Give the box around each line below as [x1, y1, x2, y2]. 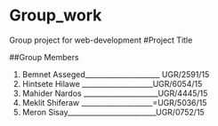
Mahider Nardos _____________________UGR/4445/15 [21, 88, 208, 98]
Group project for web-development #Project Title [9, 35, 193, 45]
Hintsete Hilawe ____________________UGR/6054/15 [21, 78, 203, 89]
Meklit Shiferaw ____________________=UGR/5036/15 [21, 97, 207, 107]
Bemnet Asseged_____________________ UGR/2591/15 [21, 68, 210, 80]
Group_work [9, 5, 102, 26]
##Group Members [9, 51, 79, 62]
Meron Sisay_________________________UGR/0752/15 [21, 106, 205, 117]
